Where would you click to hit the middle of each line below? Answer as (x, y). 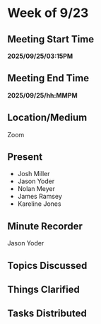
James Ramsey (40, 197)
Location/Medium (47, 118)
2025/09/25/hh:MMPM (42, 95)
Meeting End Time (48, 78)
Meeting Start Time (51, 39)
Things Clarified (43, 290)
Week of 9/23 (48, 13)
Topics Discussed (47, 266)
